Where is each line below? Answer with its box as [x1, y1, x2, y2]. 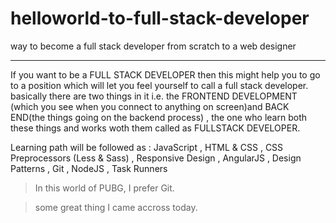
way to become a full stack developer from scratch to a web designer [10, 40, 297, 52]
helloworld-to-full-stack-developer [10, 7, 310, 30]
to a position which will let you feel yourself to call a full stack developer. [10, 79, 309, 91]
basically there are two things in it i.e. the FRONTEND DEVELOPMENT [10, 90, 298, 102]
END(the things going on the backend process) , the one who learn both [10, 111, 307, 123]
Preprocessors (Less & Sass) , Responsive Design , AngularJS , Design [10, 152, 302, 164]
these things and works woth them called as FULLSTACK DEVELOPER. [10, 122, 301, 134]
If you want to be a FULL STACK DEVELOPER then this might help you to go [10, 68, 321, 81]
